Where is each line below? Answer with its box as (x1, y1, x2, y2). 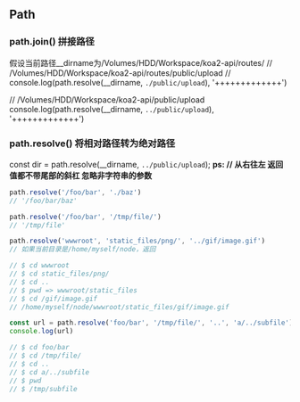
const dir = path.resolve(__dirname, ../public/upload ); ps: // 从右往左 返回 (9, 159, 284, 169)
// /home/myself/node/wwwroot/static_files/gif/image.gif (9, 302, 229, 311)
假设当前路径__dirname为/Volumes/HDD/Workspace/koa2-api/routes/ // (9, 57, 273, 68)
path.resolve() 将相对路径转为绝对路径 (9, 137, 176, 150)
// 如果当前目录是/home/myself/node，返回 (9, 245, 156, 254)
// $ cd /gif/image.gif (9, 294, 98, 303)
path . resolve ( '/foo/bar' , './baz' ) (9, 187, 142, 197)
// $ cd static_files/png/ (9, 269, 110, 279)
